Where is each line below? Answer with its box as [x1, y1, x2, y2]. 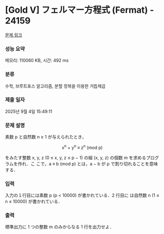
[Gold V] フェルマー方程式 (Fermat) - [5, 4, 154, 16]
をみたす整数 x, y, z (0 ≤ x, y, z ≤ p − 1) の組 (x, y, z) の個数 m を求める [5, 155, 146, 161]
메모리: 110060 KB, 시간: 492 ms [5, 57, 69, 64]
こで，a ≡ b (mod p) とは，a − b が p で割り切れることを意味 [36, 161, 158, 166]
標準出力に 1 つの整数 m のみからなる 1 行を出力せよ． [5, 224, 114, 230]
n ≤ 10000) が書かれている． [5, 199, 63, 205]
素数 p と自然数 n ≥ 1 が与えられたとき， [5, 134, 87, 140]
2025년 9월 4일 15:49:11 [5, 108, 52, 114]
